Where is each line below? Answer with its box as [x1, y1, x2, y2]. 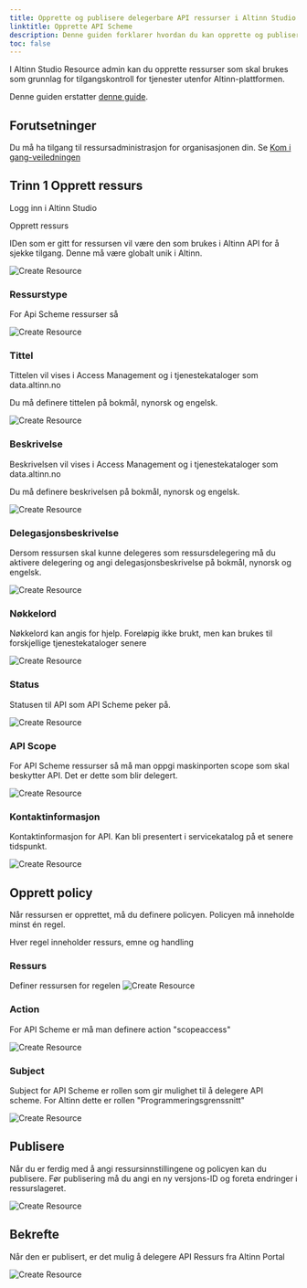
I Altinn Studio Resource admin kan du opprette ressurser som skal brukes [9, 64, 289, 75]
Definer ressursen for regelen [9, 980, 121, 991]
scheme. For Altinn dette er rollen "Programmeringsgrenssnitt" [9, 1094, 245, 1105]
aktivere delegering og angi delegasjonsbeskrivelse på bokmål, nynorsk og [9, 557, 292, 568]
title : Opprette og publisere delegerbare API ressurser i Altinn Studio [9, 13, 297, 23]
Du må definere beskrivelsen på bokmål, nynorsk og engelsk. [9, 486, 240, 497]
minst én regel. [9, 919, 66, 930]
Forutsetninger [9, 118, 97, 133]
